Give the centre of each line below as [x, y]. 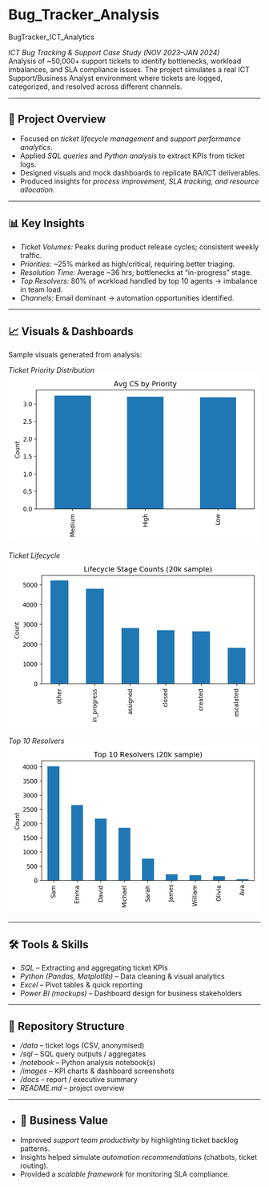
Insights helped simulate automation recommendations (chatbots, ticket [139, 1157]
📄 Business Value [64, 1121]
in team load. [41, 289]
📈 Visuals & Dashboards [71, 331]
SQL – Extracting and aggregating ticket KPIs [94, 968]
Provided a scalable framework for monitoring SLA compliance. [124, 1174]
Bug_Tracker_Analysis [84, 15]
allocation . [37, 189]
